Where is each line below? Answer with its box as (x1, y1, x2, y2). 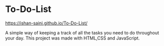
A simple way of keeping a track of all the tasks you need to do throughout (5, 29, 159, 35)
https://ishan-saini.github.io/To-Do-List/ (5, 20, 88, 26)
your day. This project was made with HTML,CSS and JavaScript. (5, 35, 140, 41)
